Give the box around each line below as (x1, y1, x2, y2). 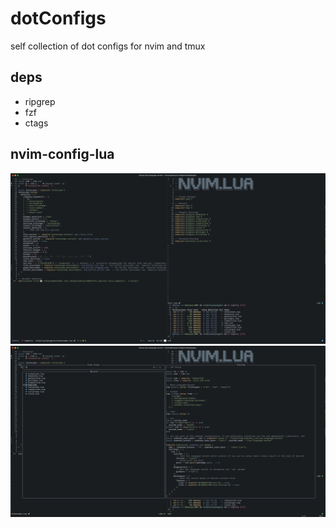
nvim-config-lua (10, 146, 115, 163)
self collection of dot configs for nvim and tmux (10, 40, 206, 52)
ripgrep (24, 95, 56, 107)
